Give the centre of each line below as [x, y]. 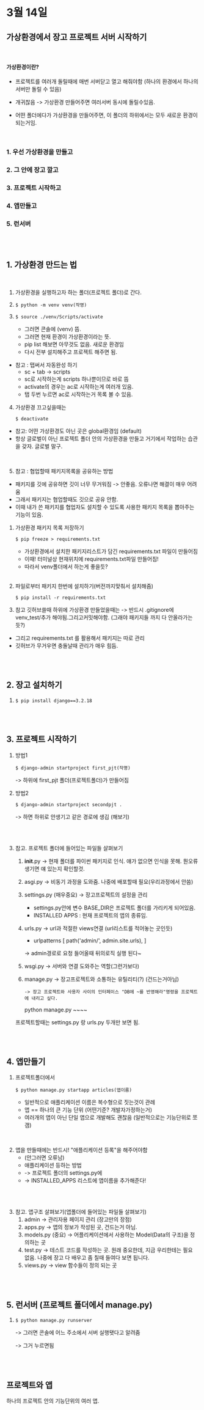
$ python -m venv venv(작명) [51, 305]
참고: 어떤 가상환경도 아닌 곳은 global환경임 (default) [78, 431]
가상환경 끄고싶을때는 [41, 407]
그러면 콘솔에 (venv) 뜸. [53, 329]
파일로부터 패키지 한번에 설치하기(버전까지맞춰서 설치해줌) [84, 586]
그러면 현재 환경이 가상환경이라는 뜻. [67, 336]
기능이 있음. [29, 515]
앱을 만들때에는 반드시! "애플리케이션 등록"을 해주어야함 [81, 1150]
